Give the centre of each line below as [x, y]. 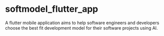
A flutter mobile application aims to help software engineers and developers [82, 23]
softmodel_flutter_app [52, 9]
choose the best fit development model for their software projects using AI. [82, 28]
